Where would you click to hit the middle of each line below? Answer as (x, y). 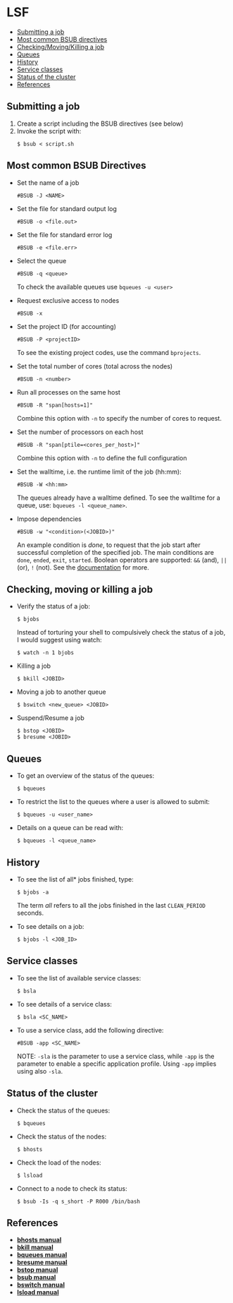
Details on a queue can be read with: (70, 828)
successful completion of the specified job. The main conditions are (115, 552)
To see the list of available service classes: (79, 978)
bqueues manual (42, 1255)
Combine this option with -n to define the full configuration (102, 458)
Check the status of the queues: (63, 1110)
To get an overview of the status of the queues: (86, 776)
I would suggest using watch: (59, 640)
